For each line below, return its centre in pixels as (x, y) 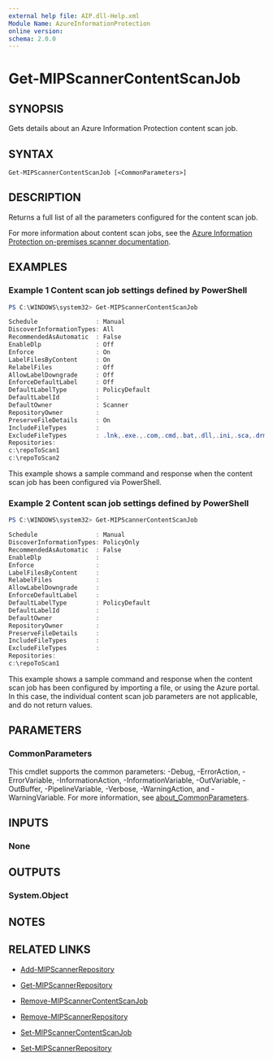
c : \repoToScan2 (34, 458)
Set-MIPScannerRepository (66, 1048)
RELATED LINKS (50, 950)
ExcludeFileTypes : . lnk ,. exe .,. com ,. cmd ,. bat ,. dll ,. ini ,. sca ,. (132, 435)
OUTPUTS (35, 873)
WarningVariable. (37, 797)
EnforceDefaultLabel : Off (61, 382)
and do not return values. (51, 705)
